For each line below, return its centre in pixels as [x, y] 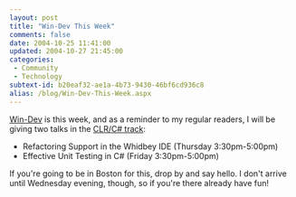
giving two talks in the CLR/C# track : [78, 128]
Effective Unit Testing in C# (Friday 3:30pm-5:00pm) [121, 155]
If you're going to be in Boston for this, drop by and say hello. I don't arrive [148, 174]
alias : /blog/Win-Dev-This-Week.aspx [81, 93]
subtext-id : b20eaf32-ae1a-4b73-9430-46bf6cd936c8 [107, 85]
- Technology [38, 77]
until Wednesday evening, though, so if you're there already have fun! [139, 183]
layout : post [34, 18]
